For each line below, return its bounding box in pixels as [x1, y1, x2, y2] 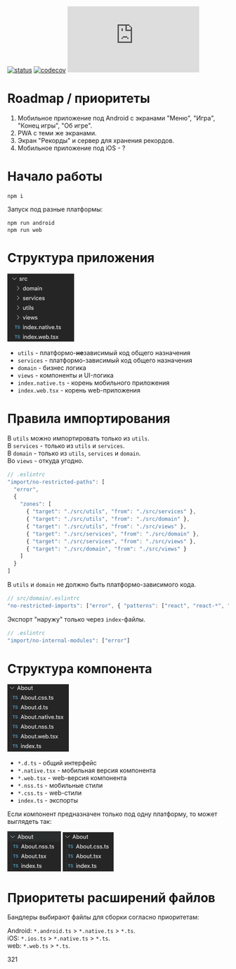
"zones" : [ [20, 500, 52, 508]
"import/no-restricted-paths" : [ [7, 479, 105, 486]
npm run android [7, 219, 55, 226]
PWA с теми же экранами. [17, 128, 97, 137]
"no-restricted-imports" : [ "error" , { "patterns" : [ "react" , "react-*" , [7, 602, 225, 609]
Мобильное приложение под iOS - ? [17, 144, 126, 152]
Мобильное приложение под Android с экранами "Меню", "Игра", [17, 113, 216, 122]
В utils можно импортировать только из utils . [7, 433, 150, 443]
